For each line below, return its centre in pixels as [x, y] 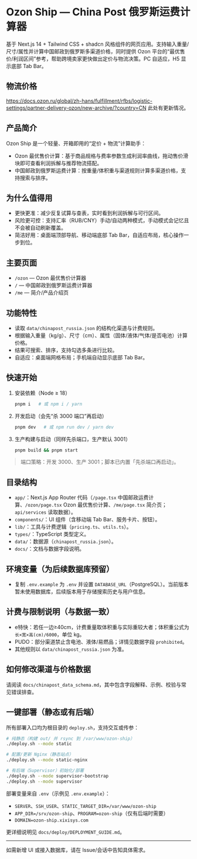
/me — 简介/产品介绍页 [42, 293]
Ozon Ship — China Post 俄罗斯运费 [93, 12]
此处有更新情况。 [168, 108]
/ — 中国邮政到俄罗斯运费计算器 [53, 286]
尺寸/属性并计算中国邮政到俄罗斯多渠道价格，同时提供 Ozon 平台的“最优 [93, 51]
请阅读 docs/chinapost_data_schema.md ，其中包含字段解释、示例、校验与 [94, 684]
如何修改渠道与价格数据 [48, 669]
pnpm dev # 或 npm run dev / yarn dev [64, 427]
